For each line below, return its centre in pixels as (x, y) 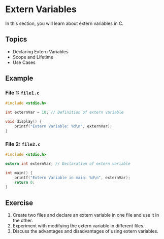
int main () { (19, 173)
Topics (16, 39)
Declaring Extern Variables (40, 51)
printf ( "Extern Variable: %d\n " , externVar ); (63, 126)
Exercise (19, 203)
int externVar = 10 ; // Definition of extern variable (64, 113)
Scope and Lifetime (33, 57)
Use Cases (24, 62)
